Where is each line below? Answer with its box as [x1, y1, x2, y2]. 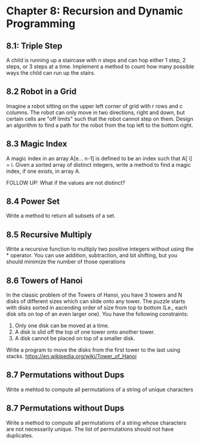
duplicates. [6, 432, 34, 439]
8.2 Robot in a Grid [6, 87, 76, 97]
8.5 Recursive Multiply [6, 229, 93, 240]
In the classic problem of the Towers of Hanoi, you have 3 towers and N [6, 291, 183, 298]
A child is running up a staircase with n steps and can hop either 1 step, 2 [6, 57, 186, 63]
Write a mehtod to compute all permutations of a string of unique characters [6, 386, 193, 393]
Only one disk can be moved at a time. [14, 322, 109, 330]
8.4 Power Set [6, 196, 60, 207]
